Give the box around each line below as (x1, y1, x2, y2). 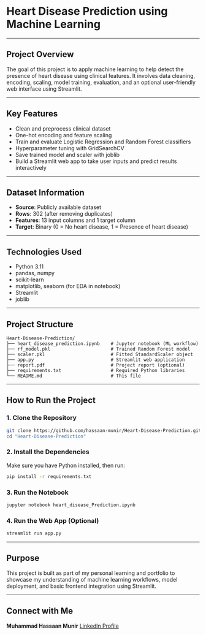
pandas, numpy (15, 270, 55, 277)
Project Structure (6, 319, 74, 329)
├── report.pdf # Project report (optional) (6, 362, 185, 368)
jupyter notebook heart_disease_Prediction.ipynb (6, 501, 136, 508)
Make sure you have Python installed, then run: (6, 462, 126, 469)
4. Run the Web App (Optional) (6, 516, 99, 525)
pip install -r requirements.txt (6, 473, 92, 479)
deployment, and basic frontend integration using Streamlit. (6, 582, 156, 590)
